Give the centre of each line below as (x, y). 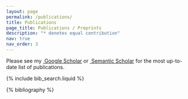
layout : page (22, 11)
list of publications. (41, 67)
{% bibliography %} (30, 90)
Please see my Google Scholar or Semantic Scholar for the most (86, 61)
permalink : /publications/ (39, 17)
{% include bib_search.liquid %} (45, 78)
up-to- (174, 61)
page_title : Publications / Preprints (54, 28)
